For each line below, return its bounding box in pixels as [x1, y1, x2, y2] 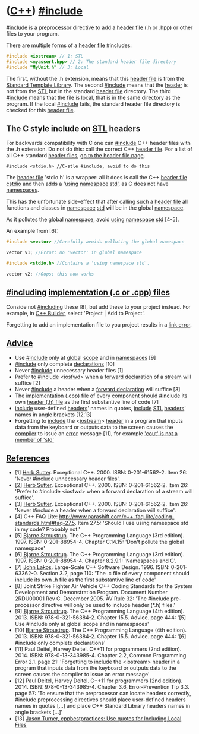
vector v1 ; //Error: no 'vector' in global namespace [6, 249, 143, 256]
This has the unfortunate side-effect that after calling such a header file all [6, 198, 188, 205]
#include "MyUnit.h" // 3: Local [6, 64, 89, 70]
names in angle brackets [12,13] [14, 411, 92, 418]
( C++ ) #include [6, 4, 83, 18]
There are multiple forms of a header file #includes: [6, 42, 132, 49]
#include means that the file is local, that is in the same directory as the [6, 94, 181, 101]
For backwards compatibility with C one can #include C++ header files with [6, 140, 191, 147]
